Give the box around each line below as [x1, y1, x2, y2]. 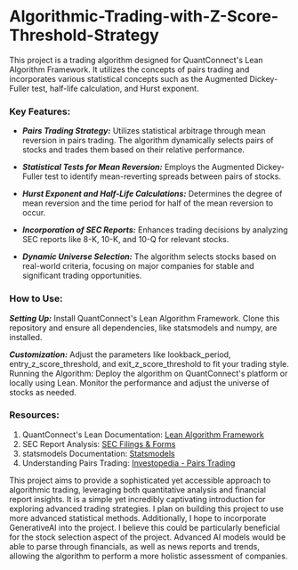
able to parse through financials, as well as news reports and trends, [9, 541, 260, 551]
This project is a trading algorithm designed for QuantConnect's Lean [9, 54, 264, 65]
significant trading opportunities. [21, 270, 142, 281]
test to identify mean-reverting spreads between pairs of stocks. [44, 171, 282, 182]
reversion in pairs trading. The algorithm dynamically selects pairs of [21, 135, 274, 146]
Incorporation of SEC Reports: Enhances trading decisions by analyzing [21, 224, 288, 235]
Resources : [9, 409, 60, 421]
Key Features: [9, 105, 71, 118]
